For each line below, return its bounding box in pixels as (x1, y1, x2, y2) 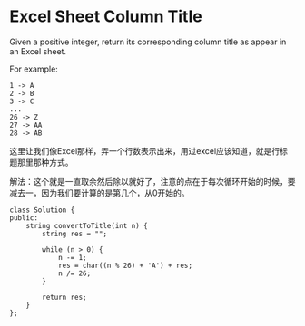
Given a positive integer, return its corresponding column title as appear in (9, 36, 287, 47)
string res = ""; (42, 229, 107, 238)
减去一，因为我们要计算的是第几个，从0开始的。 (9, 187, 190, 198)
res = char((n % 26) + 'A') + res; (57, 261, 193, 270)
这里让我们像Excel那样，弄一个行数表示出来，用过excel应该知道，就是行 (9, 145, 280, 156)
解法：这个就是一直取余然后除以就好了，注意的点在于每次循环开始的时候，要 (9, 176, 296, 187)
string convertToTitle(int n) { (25, 221, 148, 230)
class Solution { (9, 206, 75, 215)
